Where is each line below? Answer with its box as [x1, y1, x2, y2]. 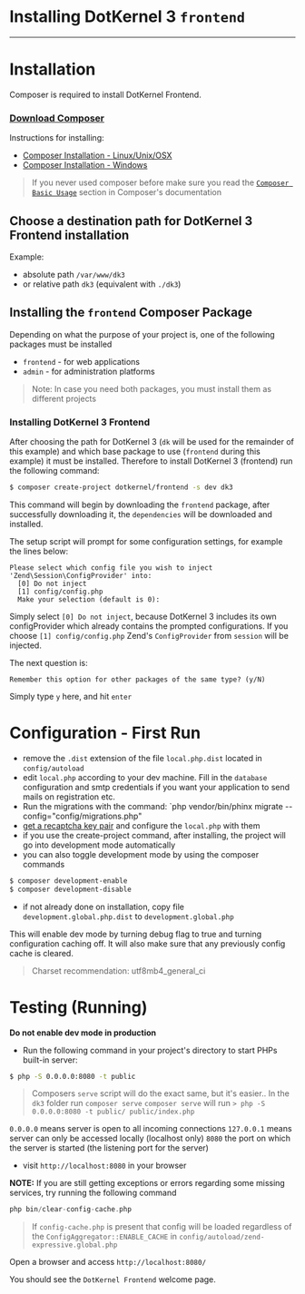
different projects [31, 393, 97, 404]
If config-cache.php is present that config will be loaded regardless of [31, 1221, 292, 1232]
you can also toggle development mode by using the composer [22, 848, 260, 859]
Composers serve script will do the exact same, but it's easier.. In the [31, 1088, 290, 1099]
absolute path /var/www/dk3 [22, 269, 125, 279]
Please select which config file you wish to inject [9, 563, 213, 573]
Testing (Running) [9, 996, 148, 1017]
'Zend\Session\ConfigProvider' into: [9, 571, 152, 580]
